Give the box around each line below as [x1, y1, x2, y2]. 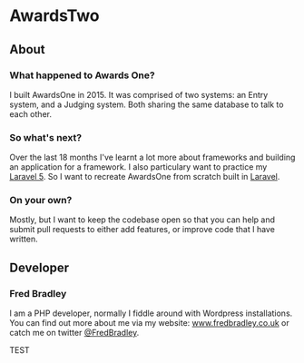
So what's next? [9, 131, 83, 143]
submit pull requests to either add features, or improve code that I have [9, 224, 275, 235]
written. [9, 233, 38, 245]
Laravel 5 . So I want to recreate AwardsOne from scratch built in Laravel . [9, 172, 280, 182]
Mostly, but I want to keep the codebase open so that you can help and [9, 214, 275, 225]
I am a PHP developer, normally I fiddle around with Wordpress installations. [9, 308, 293, 319]
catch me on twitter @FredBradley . [9, 328, 140, 338]
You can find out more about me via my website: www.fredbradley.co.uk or [9, 318, 289, 329]
